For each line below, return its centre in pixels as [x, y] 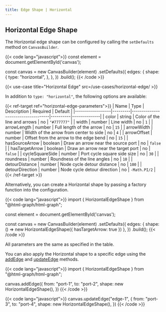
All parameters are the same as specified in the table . [60, 244]
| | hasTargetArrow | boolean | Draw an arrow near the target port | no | [78, 149]
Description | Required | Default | [39, 111]
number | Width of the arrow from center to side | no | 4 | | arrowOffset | [79, 133]
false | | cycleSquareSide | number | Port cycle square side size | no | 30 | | [82, 154]
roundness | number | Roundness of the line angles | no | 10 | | [69, 159]
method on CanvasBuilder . [32, 47]
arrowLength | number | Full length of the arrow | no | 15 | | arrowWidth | [79, 127]
